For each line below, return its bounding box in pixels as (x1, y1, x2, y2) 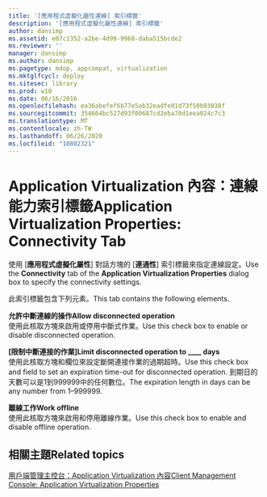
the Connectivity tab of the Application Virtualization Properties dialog (8, 268, 249, 279)
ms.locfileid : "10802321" (8, 139, 95, 148)
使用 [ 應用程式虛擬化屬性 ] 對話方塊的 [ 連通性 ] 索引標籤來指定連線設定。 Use (8, 259, 260, 269)
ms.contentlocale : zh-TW (8, 124, 92, 133)
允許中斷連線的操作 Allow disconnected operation (8, 311, 176, 321)
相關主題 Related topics (8, 448, 125, 461)
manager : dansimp (8, 49, 67, 57)
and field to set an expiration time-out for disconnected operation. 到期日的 (8, 367, 258, 377)
